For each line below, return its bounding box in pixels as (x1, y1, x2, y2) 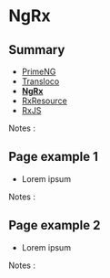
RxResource (21, 95, 67, 106)
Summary (8, 42, 65, 58)
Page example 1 (8, 149, 99, 165)
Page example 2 (8, 218, 101, 233)
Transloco (21, 76, 60, 87)
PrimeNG (21, 66, 56, 77)
